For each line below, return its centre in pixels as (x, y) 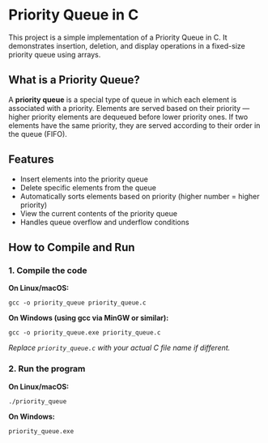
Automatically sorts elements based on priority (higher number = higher (140, 196)
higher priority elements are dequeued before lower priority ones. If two (128, 117)
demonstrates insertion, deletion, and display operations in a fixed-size (127, 45)
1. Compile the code (48, 270)
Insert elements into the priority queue (84, 179)
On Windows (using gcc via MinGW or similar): (89, 318)
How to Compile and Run (72, 247)
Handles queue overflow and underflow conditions (104, 222)
